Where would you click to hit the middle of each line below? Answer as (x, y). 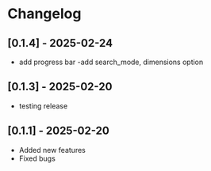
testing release (43, 106)
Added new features (52, 150)
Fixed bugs (37, 158)
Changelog (44, 14)
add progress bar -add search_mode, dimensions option (111, 62)
